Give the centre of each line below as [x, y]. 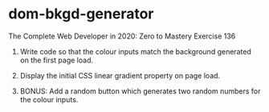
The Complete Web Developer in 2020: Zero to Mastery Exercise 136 [122, 36]
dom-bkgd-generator [81, 14]
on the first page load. [57, 60]
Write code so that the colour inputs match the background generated [135, 51]
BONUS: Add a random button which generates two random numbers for [140, 91]
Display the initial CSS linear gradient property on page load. [120, 75]
